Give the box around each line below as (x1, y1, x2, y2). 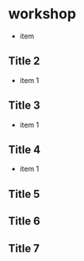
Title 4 (8, 143, 41, 156)
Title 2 (8, 54, 40, 68)
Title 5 (8, 187, 40, 200)
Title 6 (8, 215, 41, 228)
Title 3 (8, 99, 41, 113)
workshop (8, 5, 77, 23)
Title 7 (8, 241, 40, 255)
